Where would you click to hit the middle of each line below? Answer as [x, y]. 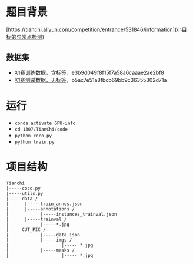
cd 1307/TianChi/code [41, 129]
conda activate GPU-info [45, 123]
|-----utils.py [25, 193]
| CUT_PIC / [26, 230]
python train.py [34, 142]
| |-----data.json [43, 235]
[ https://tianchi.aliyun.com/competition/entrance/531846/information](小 [94, 29]
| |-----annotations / [41, 209]
